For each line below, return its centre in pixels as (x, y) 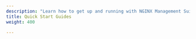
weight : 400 (20, 22)
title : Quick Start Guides (39, 17)
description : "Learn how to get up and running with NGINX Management (94, 11)
